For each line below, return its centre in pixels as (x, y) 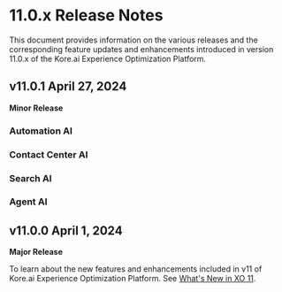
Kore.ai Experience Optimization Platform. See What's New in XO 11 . (133, 279)
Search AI (30, 178)
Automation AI (41, 131)
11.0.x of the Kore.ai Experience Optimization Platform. (107, 58)
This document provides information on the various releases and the (133, 40)
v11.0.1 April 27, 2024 (68, 86)
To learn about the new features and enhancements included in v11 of (136, 269)
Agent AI (28, 202)
